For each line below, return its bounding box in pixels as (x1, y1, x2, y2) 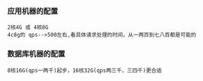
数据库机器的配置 (7, 49, 66, 59)
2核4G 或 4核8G (7, 24, 49, 31)
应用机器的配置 (7, 6, 59, 15)
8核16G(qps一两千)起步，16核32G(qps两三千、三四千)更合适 (7, 67, 162, 74)
